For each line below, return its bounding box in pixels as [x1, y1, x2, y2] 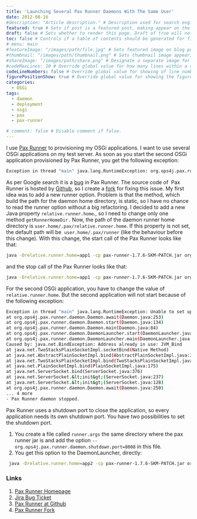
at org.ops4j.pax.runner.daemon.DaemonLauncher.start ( [6, 331, 143, 337]
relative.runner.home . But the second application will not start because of [6, 291, 186, 298]
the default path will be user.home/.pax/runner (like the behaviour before [6, 228, 183, 235]
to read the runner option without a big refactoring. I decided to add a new [6, 203, 186, 211]
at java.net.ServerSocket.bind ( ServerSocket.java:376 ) [6, 369, 143, 375]
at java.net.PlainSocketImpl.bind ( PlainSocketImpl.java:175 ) [6, 363, 159, 369]
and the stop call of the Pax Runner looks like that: [6, 263, 127, 270]
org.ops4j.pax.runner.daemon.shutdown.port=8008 [14, 444, 136, 450]
